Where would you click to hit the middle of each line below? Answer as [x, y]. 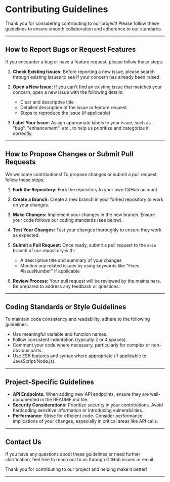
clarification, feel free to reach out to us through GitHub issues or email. [80, 459]
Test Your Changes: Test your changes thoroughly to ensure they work [87, 230]
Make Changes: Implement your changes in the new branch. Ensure [84, 215]
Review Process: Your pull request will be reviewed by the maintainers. [87, 281]
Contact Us [23, 442]
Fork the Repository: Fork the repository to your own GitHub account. [86, 189]
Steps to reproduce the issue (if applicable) [65, 113]
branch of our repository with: [44, 250]
